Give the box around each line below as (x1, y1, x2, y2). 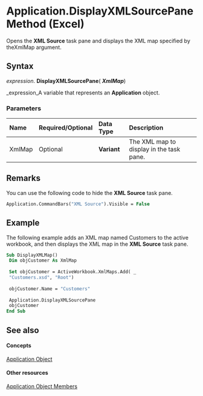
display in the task (129, 145, 181, 154)
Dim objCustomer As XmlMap (8, 257, 77, 264)
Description (129, 124, 164, 132)
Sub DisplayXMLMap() (6, 252, 59, 258)
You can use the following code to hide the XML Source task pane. (6, 189, 173, 196)
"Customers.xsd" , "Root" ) (8, 274, 74, 281)
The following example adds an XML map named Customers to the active (6, 234, 189, 241)
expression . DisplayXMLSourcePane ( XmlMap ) (6, 77, 126, 84)
